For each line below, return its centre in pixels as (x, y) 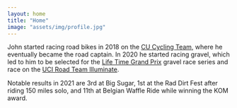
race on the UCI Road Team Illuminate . (63, 70)
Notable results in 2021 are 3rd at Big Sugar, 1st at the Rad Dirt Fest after (112, 83)
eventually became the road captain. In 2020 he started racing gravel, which (118, 54)
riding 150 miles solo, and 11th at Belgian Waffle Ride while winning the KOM (118, 91)
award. (17, 98)
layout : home (27, 14)
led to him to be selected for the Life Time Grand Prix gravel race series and (118, 62)
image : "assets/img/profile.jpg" (57, 27)
